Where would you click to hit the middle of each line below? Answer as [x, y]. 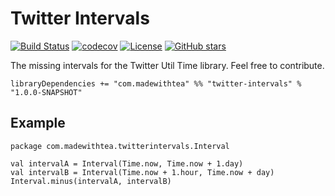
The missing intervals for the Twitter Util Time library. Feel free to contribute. [167, 65]
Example [38, 123]
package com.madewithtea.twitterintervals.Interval [120, 146]
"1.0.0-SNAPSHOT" [46, 92]
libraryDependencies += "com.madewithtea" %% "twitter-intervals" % [156, 83]
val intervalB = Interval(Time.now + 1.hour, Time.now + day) [142, 172]
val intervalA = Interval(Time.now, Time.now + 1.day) [127, 163]
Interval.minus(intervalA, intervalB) [91, 181]
